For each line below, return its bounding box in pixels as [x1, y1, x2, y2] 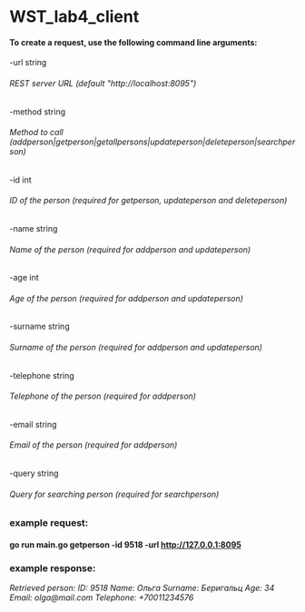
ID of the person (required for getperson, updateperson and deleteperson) [9, 195, 288, 206]
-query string [9, 468, 59, 479]
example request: [9, 517, 89, 529]
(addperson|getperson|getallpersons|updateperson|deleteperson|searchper [9, 136, 296, 147]
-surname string [9, 321, 70, 332]
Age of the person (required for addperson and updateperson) [9, 292, 243, 303]
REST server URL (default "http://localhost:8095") [9, 77, 197, 88]
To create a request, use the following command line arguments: [9, 36, 258, 47]
